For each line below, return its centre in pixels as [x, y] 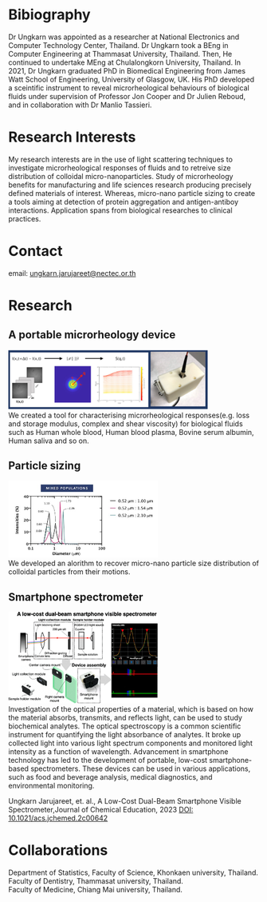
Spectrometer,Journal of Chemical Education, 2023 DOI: [101, 810]
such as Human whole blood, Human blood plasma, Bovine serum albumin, [131, 432]
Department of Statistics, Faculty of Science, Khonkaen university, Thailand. [133, 872]
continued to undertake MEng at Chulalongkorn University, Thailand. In [125, 62]
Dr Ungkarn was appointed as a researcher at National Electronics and [124, 37]
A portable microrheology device [92, 335]
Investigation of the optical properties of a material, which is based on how [131, 709]
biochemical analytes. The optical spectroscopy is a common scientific [125, 726]
